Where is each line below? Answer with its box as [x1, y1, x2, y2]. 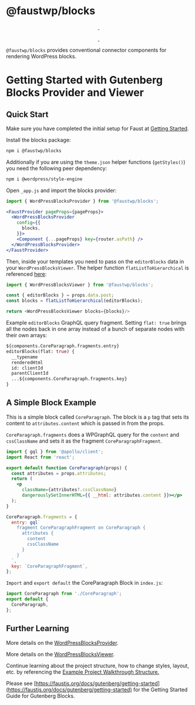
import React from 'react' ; [6, 454, 75, 460]
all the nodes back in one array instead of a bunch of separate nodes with [6, 325, 185, 332]
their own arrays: [6, 332, 47, 339]
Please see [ [6, 680, 36, 687]
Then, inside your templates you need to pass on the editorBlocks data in [6, 258, 184, 265]
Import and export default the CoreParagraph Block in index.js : [6, 579, 163, 587]
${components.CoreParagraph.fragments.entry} [6, 343, 119, 349]
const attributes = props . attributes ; [11, 470, 107, 476]
